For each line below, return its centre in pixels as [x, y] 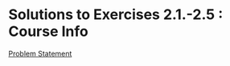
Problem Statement [40, 53]
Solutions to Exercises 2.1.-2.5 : [116, 15]
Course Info [48, 31]
